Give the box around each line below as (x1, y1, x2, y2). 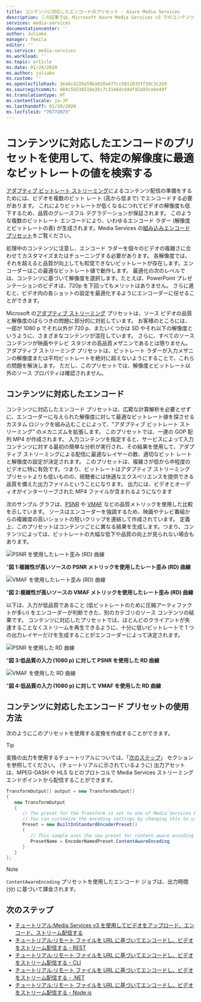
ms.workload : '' (6, 53, 47, 59)
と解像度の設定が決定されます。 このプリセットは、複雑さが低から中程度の (6, 458, 191, 465)
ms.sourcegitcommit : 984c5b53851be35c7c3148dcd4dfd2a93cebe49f (6, 87, 167, 93)
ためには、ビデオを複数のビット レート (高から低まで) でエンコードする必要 (6, 195, 193, 202)
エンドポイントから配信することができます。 (6, 776, 116, 783)
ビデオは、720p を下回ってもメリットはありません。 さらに (42, 282, 189, 289)
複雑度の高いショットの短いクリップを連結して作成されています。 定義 (16, 515, 190, 523)
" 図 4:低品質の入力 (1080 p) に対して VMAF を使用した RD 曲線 (6, 682, 162, 689)
